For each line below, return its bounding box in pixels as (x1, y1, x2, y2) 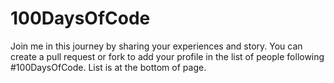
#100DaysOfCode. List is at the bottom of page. (10, 61, 207, 73)
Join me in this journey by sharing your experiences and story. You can (10, 40, 303, 52)
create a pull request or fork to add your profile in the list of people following (10, 50, 325, 62)
